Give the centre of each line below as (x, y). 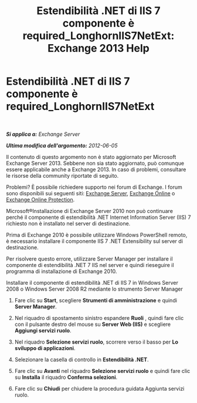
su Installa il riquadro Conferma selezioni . (66, 377)
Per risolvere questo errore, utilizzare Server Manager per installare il (89, 259)
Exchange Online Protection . (40, 199)
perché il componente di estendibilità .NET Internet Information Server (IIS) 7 (98, 217)
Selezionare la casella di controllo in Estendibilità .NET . (81, 359)
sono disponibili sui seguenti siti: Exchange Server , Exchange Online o (91, 193)
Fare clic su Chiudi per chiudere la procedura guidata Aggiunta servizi (99, 388)
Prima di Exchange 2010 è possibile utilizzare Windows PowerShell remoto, (97, 235)
